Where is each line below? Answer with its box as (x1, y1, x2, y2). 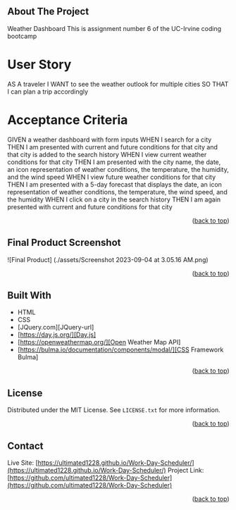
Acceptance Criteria (7, 112, 128, 127)
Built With (7, 289, 51, 301)
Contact (7, 440, 44, 452)
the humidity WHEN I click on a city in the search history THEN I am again (7, 195, 221, 204)
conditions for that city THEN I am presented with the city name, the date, (7, 158, 221, 166)
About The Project (7, 6, 89, 18)
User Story (7, 56, 72, 73)
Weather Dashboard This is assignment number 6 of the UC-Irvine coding (7, 24, 222, 32)
